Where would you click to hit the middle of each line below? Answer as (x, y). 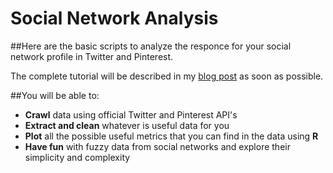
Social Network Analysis (114, 18)
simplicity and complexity (77, 157)
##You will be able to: (55, 95)
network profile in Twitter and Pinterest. (92, 56)
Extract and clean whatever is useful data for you (127, 125)
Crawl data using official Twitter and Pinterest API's (131, 114)
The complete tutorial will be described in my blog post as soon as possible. (167, 76)
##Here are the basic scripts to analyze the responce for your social (151, 46)
